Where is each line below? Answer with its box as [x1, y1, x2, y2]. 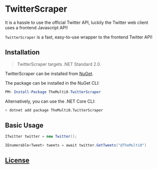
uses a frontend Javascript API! [5, 24, 68, 30]
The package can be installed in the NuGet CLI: [5, 80, 100, 86]
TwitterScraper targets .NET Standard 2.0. [17, 61, 101, 67]
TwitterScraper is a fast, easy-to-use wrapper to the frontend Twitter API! [5, 34, 153, 40]
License [5, 156, 30, 165]
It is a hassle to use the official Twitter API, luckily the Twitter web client [5, 19, 148, 25]
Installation [5, 48, 40, 56]
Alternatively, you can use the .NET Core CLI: [5, 98, 96, 104]
